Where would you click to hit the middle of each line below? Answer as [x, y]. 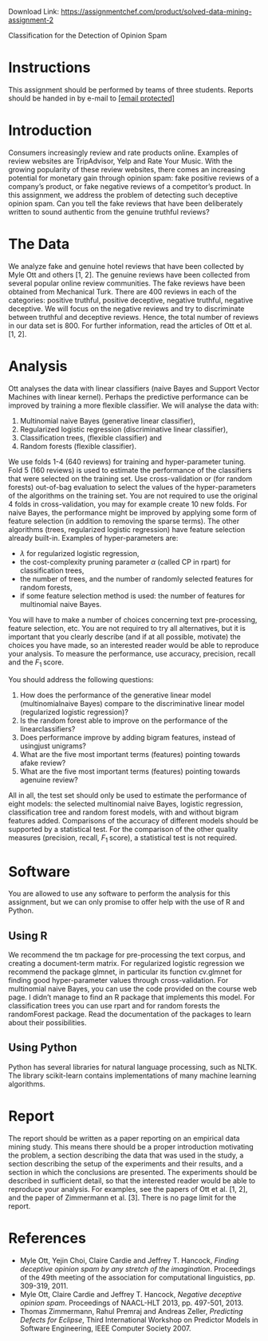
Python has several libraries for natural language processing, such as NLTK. [133, 1067]
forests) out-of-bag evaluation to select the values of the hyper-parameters [132, 487]
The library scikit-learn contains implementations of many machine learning [132, 1075]
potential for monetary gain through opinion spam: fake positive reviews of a [134, 178]
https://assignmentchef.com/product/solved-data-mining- [157, 12]
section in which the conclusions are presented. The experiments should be [133, 1172]
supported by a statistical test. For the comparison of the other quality [123, 829]
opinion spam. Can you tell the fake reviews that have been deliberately [126, 203]
